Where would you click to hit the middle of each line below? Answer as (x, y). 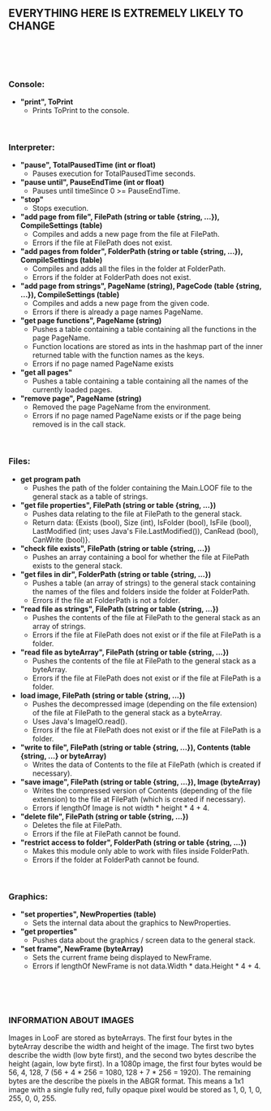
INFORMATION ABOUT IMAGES (71, 1020)
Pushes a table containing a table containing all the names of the (140, 381)
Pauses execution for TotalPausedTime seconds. (114, 173)
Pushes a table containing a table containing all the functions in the (144, 330)
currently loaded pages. (72, 390)
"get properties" (49, 932)
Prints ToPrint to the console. (81, 111)
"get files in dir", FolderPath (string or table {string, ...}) (116, 574)
